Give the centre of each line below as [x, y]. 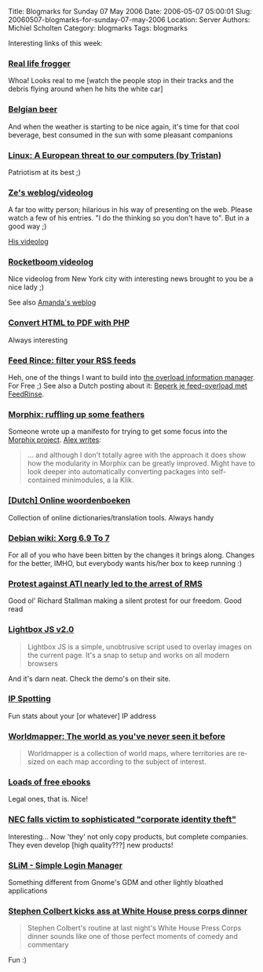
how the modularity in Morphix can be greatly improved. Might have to [141, 463]
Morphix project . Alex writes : [55, 440]
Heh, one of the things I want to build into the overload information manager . [131, 378]
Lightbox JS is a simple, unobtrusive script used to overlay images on [140, 646]
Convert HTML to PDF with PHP [69, 323]
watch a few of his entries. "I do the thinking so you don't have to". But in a [129, 218]
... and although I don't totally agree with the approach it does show [137, 455]
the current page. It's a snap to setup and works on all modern [128, 655]
